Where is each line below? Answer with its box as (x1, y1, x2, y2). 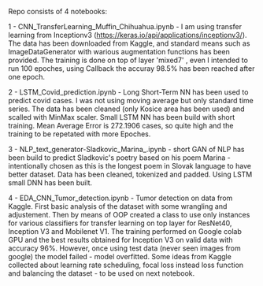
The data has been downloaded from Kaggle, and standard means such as (8, 39, 250, 48)
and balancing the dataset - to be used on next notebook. (8, 269, 195, 278)
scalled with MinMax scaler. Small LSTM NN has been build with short (8, 113, 235, 121)
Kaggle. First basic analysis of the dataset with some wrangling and (8, 202, 228, 211)
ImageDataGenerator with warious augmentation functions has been (8, 47, 230, 56)
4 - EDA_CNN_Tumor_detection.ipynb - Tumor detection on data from (8, 193, 233, 202)
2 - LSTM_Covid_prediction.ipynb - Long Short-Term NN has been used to (8, 87, 249, 97)
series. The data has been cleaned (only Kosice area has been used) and (8, 104, 245, 113)
